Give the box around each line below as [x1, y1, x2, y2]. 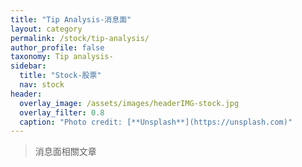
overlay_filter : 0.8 [19, 107, 105, 118]
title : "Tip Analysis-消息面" [10, 14, 132, 25]
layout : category [10, 24, 83, 34]
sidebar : [10, 61, 47, 71]
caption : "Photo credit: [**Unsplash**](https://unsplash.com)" [19, 117, 293, 127]
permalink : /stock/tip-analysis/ [10, 33, 150, 43]
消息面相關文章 [34, 146, 97, 158]
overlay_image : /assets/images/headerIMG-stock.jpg [19, 98, 240, 108]
